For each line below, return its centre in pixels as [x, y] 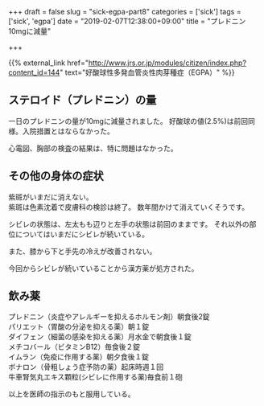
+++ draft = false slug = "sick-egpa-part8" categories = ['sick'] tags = [125, 12]
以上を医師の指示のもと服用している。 [72, 394]
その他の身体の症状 [56, 176]
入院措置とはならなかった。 [68, 131]
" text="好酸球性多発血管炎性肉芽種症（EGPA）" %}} [147, 72]
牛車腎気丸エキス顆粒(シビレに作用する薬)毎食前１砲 [95, 377]
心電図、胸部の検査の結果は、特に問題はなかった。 [93, 148]
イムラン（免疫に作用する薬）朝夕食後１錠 [79, 357]
